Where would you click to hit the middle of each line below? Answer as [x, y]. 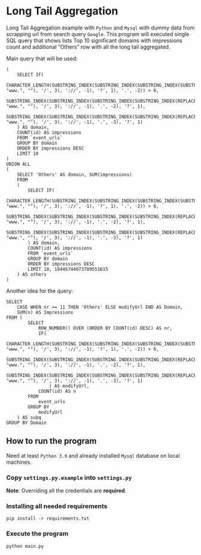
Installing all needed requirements [57, 506]
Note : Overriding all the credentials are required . [66, 491]
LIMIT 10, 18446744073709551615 [68, 269]
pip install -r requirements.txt [48, 519]
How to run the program [51, 441]
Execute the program [37, 534]
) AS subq [29, 417]
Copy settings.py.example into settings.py [69, 478]
